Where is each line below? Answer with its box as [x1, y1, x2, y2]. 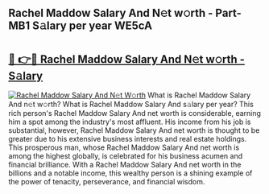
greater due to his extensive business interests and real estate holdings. [8, 134, 247, 143]
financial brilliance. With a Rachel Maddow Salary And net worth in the [8, 160, 242, 169]
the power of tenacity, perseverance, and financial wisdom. [8, 177, 205, 186]
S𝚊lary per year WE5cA [31, 19, 153, 33]
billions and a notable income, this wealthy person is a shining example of [8, 168, 253, 178]
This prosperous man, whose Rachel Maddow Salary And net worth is [8, 142, 240, 152]
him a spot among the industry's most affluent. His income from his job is [8, 117, 251, 126]
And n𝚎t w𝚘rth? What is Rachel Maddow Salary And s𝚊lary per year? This [8, 100, 254, 109]
